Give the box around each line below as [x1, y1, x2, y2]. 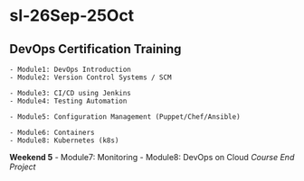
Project [9, 161, 36, 172]
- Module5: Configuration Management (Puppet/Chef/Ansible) [9, 113, 242, 122]
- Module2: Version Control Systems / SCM [9, 73, 172, 82]
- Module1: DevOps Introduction [9, 65, 131, 74]
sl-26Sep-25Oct [9, 5, 135, 26]
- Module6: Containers [9, 128, 95, 137]
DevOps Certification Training [9, 41, 182, 57]
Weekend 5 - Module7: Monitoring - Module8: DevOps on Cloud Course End [9, 152, 295, 162]
